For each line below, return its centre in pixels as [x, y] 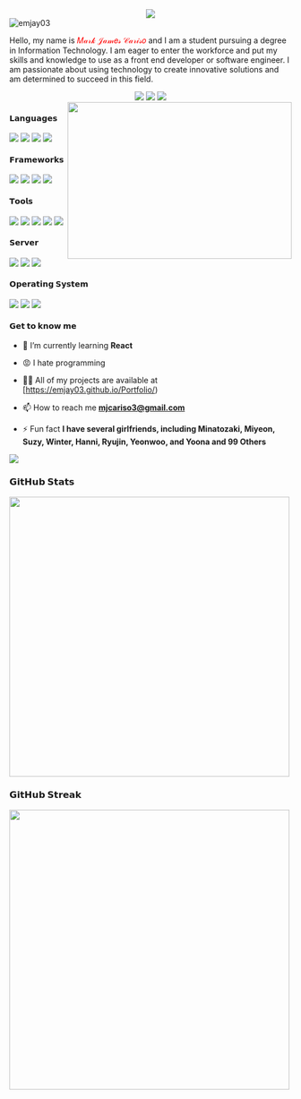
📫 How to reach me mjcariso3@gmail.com [103, 408]
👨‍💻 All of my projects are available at [90, 381]
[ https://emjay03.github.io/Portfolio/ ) [90, 390]
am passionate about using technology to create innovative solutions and [144, 69]
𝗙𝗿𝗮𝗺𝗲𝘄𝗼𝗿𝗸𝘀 [37, 159]
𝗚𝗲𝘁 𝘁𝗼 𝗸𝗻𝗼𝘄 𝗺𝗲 [43, 325]
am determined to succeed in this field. [82, 79]
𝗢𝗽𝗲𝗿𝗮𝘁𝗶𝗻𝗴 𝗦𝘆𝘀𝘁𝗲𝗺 [49, 284]
